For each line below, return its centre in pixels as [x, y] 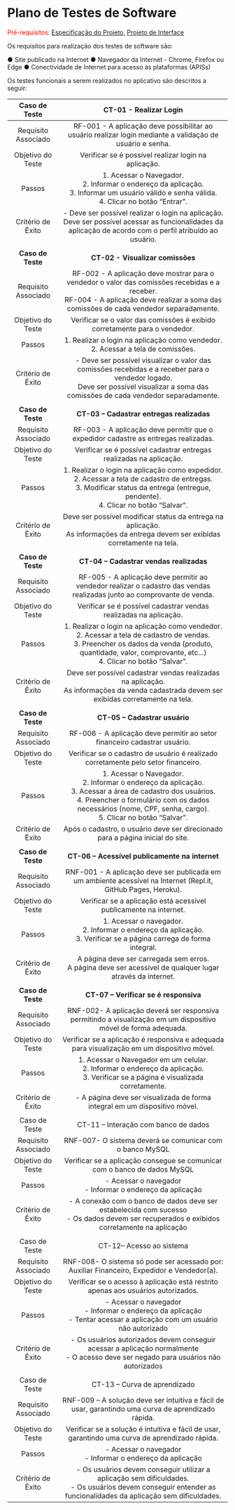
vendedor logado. [143, 378]
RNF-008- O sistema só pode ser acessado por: [143, 1261]
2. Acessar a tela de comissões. [143, 349]
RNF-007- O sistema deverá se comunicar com [143, 1140]
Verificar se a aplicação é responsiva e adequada [143, 1039]
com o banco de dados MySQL [143, 1169]
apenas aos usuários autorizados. [143, 1290]
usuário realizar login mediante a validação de [143, 135]
